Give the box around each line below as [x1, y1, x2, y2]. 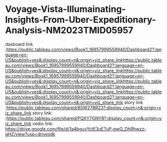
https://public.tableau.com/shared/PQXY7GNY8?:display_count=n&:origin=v [6, 115, 162, 121]
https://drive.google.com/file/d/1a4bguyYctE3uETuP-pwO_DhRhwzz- [5, 126, 147, 132]
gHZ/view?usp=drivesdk [5, 131, 56, 137]
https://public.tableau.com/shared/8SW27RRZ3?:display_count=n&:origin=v [6, 105, 162, 111]
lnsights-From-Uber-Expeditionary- [5, 14, 157, 25]
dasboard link [5, 41, 33, 47]
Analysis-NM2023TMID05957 [5, 25, 134, 36]
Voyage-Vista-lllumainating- [5, 3, 126, 15]
